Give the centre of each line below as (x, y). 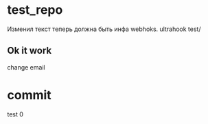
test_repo (35, 10)
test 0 (15, 114)
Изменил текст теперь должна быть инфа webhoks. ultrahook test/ (104, 29)
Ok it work (30, 51)
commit (29, 95)
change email (26, 67)
